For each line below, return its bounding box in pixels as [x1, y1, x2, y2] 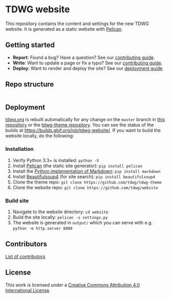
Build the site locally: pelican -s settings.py [12, 214, 108, 220]
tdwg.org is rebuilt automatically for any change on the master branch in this [5, 117, 165, 123]
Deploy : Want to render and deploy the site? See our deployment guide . [12, 65, 164, 71]
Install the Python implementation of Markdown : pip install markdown [12, 168, 161, 174]
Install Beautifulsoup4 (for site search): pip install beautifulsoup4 [12, 173, 156, 179]
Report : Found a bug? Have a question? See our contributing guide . [12, 54, 155, 60]
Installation [5, 146, 34, 153]
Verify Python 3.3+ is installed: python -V [12, 157, 100, 163]
